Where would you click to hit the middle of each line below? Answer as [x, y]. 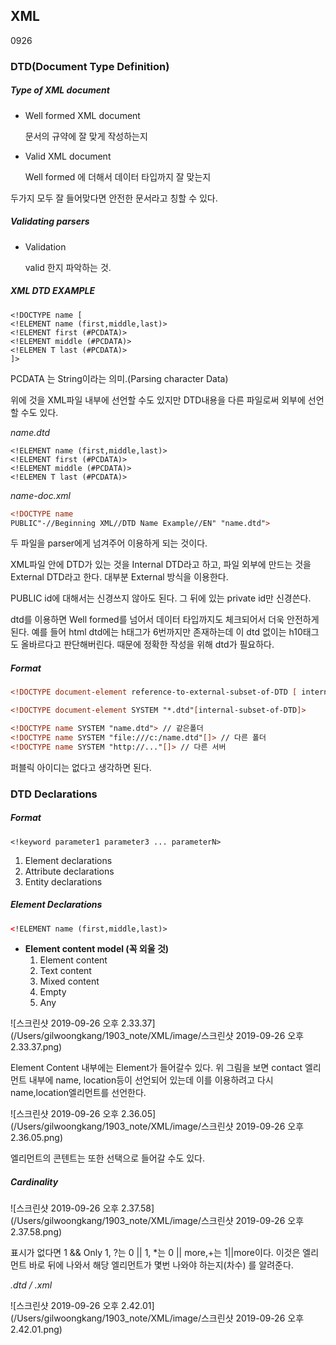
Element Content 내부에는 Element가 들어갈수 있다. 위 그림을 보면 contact [156, 1068]
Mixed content [69, 981]
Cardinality [34, 1182]
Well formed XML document [82, 115]
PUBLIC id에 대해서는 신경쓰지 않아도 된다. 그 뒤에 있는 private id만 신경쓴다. [161, 598]
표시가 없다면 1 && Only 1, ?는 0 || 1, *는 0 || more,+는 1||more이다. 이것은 [155, 1253]
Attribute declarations [69, 871]
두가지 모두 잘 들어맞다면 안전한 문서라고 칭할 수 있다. [114, 198]
